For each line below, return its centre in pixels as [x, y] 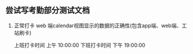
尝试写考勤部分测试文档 [48, 10]
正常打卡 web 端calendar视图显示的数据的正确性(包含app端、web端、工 [100, 26]
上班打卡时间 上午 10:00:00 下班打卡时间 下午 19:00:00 [80, 45]
